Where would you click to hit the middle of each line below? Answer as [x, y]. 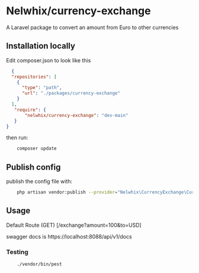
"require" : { [30, 110]
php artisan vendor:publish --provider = [67, 192]
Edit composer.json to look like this [49, 60]
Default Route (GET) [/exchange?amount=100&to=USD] [74, 225]
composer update [37, 149]
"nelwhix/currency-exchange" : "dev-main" [76, 115]
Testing [17, 252]
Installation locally [41, 46]
